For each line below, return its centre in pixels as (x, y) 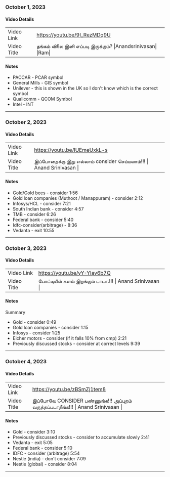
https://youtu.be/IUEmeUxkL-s (71, 150)
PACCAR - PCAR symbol (38, 77)
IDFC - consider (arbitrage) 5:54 (46, 453)
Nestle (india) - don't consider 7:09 (49, 459)
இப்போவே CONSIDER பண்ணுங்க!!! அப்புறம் (82, 401)
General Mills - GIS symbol (40, 83)
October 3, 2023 (26, 248)
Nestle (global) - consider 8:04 (45, 464)
